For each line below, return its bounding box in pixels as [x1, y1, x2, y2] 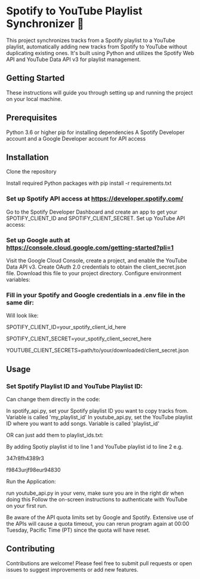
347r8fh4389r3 [6, 455, 45, 462]
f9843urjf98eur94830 [6, 466, 61, 473]
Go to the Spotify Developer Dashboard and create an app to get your [6, 208, 178, 215]
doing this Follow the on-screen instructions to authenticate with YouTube [6, 495, 188, 503]
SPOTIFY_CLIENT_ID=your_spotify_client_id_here [6, 324, 127, 331]
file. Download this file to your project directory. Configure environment [6, 269, 181, 276]
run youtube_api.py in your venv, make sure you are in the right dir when [6, 489, 184, 496]
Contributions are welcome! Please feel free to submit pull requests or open [6, 559, 192, 566]
